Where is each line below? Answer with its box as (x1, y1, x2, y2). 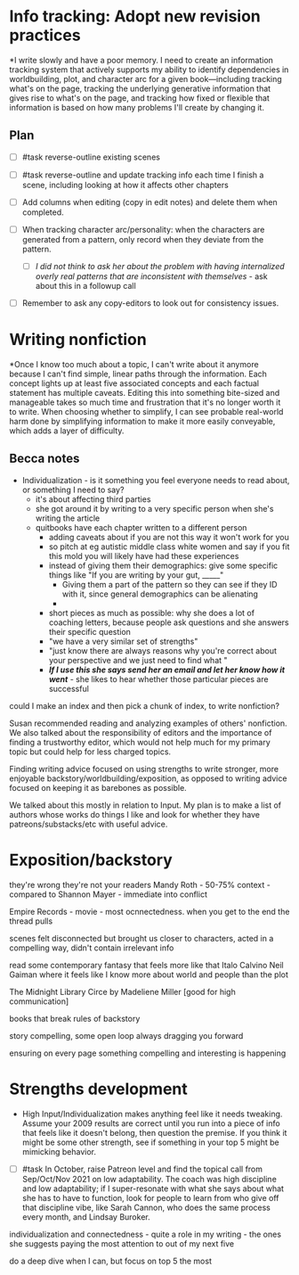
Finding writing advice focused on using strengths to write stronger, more (9, 763, 279, 774)
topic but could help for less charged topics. (9, 746, 172, 757)
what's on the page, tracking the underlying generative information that (9, 83, 271, 94)
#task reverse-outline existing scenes (21, 152, 160, 162)
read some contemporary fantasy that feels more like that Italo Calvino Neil (9, 959, 285, 970)
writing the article (35, 513, 101, 523)
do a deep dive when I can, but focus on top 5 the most (9, 1255, 212, 1266)
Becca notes (9, 451, 80, 466)
